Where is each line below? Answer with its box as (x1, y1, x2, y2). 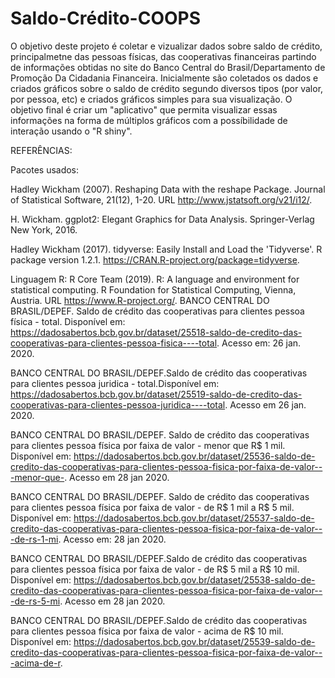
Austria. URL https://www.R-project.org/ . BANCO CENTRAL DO (10, 294, 270, 306)
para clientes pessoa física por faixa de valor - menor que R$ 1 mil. (10, 439, 286, 451)
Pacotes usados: (10, 163, 80, 176)
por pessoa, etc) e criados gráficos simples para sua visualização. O (10, 93, 293, 105)
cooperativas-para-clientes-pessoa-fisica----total (10, 337, 218, 349)
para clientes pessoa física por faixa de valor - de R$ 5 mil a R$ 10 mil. (10, 563, 300, 575)
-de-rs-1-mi (10, 533, 59, 545)
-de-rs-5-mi (10, 595, 61, 607)
